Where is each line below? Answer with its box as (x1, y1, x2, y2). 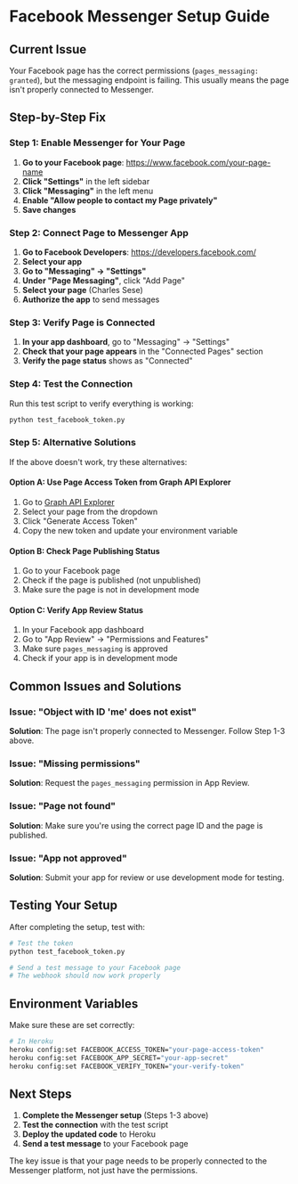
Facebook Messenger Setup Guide (9, 6, 270, 27)
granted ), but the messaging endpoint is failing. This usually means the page (9, 75, 289, 86)
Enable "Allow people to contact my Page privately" (21, 194, 218, 206)
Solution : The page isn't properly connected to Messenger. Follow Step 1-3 (9, 726, 286, 737)
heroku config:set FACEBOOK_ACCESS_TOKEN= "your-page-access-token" (9, 1045, 265, 1054)
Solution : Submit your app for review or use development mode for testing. (9, 871, 285, 883)
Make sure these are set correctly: (9, 1020, 135, 1031)
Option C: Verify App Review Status (9, 604, 144, 616)
